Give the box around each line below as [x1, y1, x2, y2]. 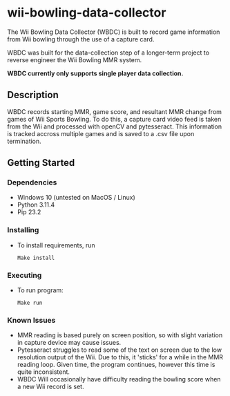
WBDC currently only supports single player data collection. [7, 69, 184, 77]
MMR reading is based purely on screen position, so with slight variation [17, 331, 223, 339]
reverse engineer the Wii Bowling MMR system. [7, 55, 142, 64]
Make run [17, 299, 43, 307]
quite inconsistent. [17, 368, 70, 376]
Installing [7, 225, 39, 235]
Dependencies [7, 178, 57, 187]
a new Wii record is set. [17, 382, 84, 391]
